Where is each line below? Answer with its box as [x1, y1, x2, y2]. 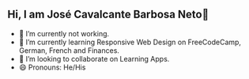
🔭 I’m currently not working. [18, 28, 110, 38]
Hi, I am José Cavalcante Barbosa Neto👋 [7, 8, 209, 21]
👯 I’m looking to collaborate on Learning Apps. [18, 54, 170, 63]
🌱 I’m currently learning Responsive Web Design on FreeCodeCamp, [18, 37, 242, 47]
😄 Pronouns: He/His [18, 62, 86, 72]
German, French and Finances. [18, 45, 120, 55]
